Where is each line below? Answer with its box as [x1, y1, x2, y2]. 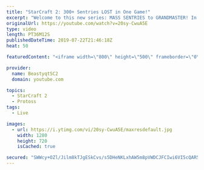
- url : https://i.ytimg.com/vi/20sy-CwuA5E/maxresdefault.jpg [12, 126, 172, 133]
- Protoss [12, 99, 36, 105]
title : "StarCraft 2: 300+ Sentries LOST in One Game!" [6, 9, 151, 15]
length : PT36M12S [6, 32, 50, 38]
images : [6, 121, 26, 127]
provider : [6, 65, 32, 71]
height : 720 [17, 138, 47, 144]
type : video [6, 26, 36, 32]
